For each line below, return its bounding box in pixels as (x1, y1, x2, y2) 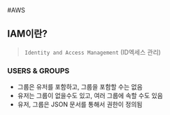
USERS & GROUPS (7, 66, 70, 76)
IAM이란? (7, 28, 48, 40)
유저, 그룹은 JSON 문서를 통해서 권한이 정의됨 (17, 100, 143, 109)
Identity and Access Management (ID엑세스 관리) (24, 48, 161, 56)
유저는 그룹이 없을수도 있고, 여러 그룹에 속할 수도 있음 (17, 91, 163, 100)
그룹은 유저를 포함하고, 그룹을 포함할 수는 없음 (17, 83, 143, 91)
